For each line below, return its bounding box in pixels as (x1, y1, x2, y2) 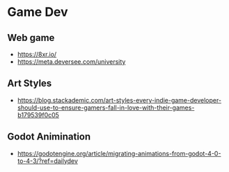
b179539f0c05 (17, 110, 59, 119)
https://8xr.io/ (17, 50, 57, 58)
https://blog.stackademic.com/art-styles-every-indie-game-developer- (17, 96, 221, 104)
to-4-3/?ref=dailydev (17, 157, 79, 165)
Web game (7, 32, 55, 44)
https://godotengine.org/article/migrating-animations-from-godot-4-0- (17, 149, 221, 157)
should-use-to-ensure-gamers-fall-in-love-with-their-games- (17, 103, 195, 112)
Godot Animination (7, 131, 91, 143)
